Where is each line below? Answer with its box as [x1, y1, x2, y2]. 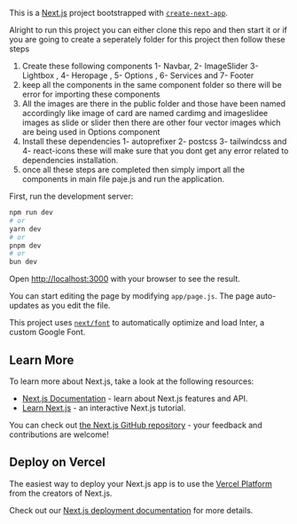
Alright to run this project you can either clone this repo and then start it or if [9, 25, 288, 35]
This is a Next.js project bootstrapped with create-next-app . [9, 8, 229, 18]
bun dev [9, 257, 38, 267]
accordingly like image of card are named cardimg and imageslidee [21, 108, 269, 118]
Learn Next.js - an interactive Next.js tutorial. [21, 403, 186, 413]
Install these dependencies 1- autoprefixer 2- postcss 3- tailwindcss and [21, 137, 287, 146]
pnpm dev [9, 241, 42, 250]
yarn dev [9, 224, 42, 233]
